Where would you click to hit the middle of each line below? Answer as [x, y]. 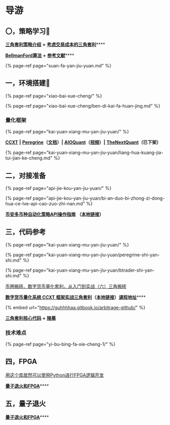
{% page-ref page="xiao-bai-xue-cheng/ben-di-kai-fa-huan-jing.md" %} [83, 105]
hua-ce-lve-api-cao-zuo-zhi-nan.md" [45, 203]
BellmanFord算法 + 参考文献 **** [40, 55]
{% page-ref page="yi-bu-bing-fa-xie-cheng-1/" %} [60, 344]
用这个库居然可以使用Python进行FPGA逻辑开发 [55, 375]
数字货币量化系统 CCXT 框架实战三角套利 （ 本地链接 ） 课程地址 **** [76, 297]
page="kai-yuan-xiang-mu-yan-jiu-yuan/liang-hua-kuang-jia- [98, 153]
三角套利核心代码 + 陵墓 [31, 318]
